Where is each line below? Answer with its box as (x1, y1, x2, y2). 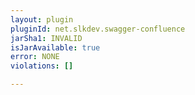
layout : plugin (10, 14, 74, 25)
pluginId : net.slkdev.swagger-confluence (10, 24, 186, 34)
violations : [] (10, 61, 74, 71)
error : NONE (10, 52, 60, 62)
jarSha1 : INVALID (10, 33, 83, 43)
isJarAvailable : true (10, 42, 101, 53)
